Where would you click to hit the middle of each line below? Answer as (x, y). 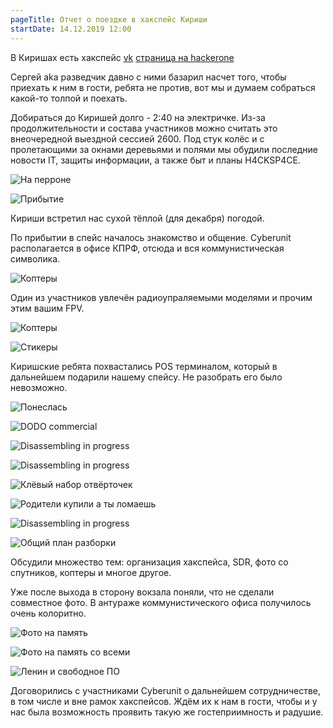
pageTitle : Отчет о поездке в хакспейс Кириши (109, 19)
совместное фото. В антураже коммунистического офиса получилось (161, 602)
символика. (35, 258)
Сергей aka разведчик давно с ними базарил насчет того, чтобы (148, 77)
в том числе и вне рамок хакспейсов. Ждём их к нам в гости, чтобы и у (164, 701)
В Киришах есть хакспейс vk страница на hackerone (122, 57)
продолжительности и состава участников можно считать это (144, 128)
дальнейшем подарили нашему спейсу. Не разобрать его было (146, 377)
